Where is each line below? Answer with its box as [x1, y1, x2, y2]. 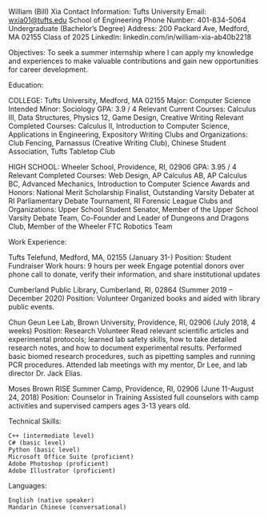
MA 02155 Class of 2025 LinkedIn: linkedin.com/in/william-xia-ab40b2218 [8, 32, 252, 42]
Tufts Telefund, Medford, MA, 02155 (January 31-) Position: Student [8, 253, 232, 262]
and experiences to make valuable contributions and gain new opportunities [8, 56, 258, 66]
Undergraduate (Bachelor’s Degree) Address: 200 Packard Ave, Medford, [8, 24, 250, 33]
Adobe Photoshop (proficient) [8, 460, 110, 468]
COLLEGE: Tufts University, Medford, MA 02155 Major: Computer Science [8, 96, 251, 105]
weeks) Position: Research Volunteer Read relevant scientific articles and [8, 326, 250, 335]
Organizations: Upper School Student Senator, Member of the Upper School [8, 205, 258, 214]
